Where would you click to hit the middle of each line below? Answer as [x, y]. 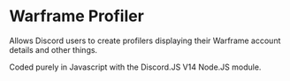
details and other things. [53, 49]
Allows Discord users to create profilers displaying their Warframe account [145, 40]
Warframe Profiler [76, 16]
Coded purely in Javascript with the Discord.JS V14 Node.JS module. [135, 67]
